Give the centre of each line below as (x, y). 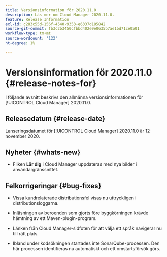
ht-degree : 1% (20, 43)
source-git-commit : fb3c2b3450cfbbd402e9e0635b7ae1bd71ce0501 (72, 29)
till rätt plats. (26, 234)
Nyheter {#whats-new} (43, 152)
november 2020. (23, 136)
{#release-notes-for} (51, 83)
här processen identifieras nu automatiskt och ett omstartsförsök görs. (87, 249)
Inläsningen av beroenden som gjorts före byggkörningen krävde (80, 213)
